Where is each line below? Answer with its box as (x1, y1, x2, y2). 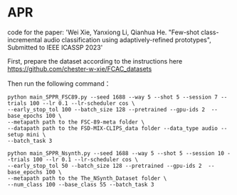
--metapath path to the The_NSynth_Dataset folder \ (7, 174, 167, 182)
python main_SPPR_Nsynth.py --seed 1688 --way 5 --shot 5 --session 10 (7, 149, 224, 157)
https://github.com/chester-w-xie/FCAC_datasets (7, 64, 152, 73)
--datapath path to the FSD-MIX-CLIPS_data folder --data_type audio (7, 124, 218, 132)
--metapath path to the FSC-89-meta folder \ (7, 119, 144, 126)
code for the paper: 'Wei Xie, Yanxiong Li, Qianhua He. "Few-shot (7, 28, 199, 36)
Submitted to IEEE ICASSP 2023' (7, 43, 103, 51)
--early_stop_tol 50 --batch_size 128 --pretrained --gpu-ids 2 (7, 162, 202, 169)
